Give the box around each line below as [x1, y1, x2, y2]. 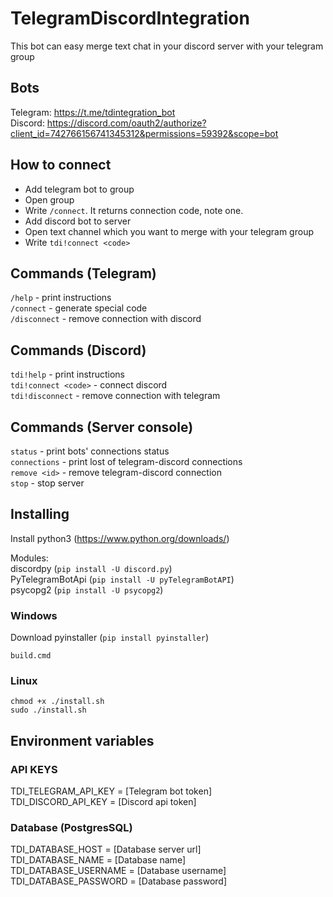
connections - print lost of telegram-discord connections [10, 456, 243, 467]
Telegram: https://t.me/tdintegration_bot [10, 106, 176, 118]
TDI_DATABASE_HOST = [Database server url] [10, 843, 202, 856]
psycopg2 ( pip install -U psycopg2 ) [10, 583, 164, 596]
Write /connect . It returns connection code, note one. [24, 204, 244, 216]
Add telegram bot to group [24, 183, 135, 195]
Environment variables [10, 732, 155, 749]
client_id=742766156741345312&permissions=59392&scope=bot [10, 127, 279, 139]
